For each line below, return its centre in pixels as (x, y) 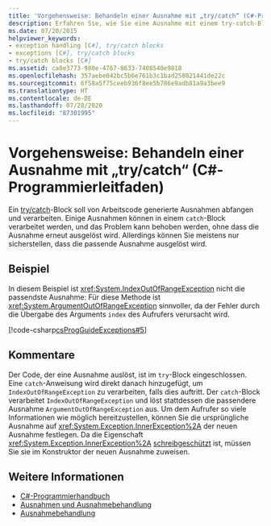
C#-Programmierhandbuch (65, 496)
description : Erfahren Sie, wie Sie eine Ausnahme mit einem (113, 23)
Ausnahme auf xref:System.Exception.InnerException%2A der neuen (123, 426)
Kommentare (42, 355)
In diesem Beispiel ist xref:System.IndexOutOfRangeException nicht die (127, 288)
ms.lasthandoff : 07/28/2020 (56, 106)
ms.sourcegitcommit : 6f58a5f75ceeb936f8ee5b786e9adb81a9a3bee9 (117, 83)
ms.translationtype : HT (48, 91)
